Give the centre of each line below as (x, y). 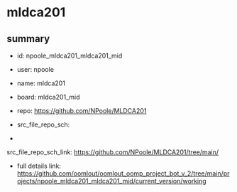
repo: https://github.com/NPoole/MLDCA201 (82, 111)
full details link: (39, 166)
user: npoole (35, 69)
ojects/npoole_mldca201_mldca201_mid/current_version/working (111, 181)
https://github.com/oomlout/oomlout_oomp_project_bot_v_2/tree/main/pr (123, 174)
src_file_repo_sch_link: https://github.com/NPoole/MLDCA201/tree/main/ (113, 152)
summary (28, 39)
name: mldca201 (41, 83)
